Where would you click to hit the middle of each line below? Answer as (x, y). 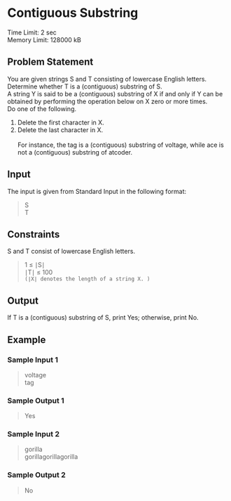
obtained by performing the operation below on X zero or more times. (107, 101)
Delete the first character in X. (61, 122)
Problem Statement (50, 62)
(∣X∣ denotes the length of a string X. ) (87, 279)
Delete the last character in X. (60, 130)
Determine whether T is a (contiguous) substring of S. (85, 86)
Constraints (34, 234)
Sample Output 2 (36, 475)
